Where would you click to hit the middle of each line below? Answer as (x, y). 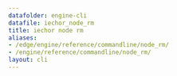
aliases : (23, 38)
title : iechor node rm (46, 30)
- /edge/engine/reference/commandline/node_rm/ (89, 45)
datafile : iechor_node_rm (51, 23)
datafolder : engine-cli (48, 15)
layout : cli (28, 60)
